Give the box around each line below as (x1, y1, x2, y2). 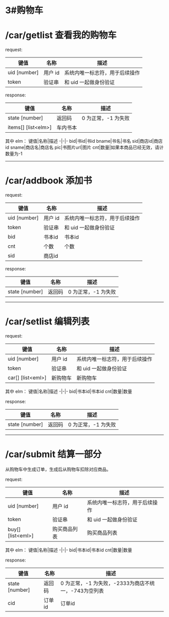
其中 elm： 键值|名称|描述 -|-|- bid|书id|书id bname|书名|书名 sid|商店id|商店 (5, 138, 163, 144)
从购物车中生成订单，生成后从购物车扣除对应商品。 (5, 466, 111, 472)
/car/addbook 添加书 (5, 175, 92, 187)
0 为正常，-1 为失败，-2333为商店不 (60, 580, 150, 587)
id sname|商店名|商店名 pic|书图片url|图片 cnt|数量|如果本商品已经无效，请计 (5, 144, 164, 150)
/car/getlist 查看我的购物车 (5, 30, 117, 41)
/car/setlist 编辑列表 (5, 316, 90, 327)
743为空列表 (73, 587, 104, 594)
